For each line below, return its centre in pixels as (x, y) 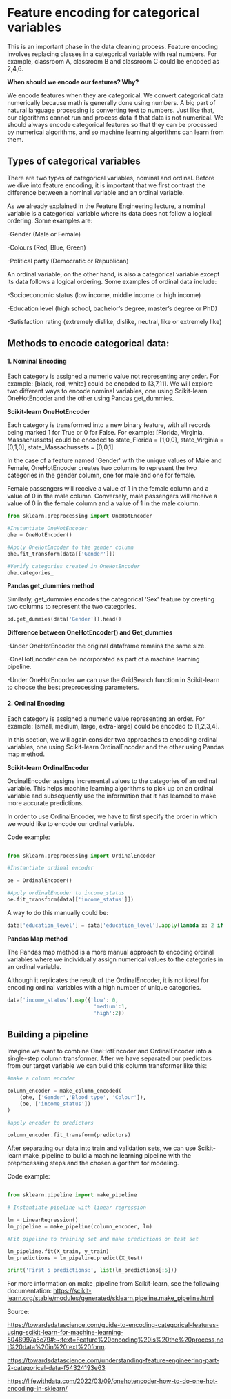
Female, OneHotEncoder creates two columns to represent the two (102, 468)
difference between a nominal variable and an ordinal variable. (96, 192)
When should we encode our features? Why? (73, 82)
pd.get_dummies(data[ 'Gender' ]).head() (64, 619)
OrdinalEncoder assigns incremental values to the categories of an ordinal (112, 781)
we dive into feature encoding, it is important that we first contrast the (106, 185)
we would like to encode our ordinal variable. (71, 823)
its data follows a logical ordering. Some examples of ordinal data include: (112, 281)
